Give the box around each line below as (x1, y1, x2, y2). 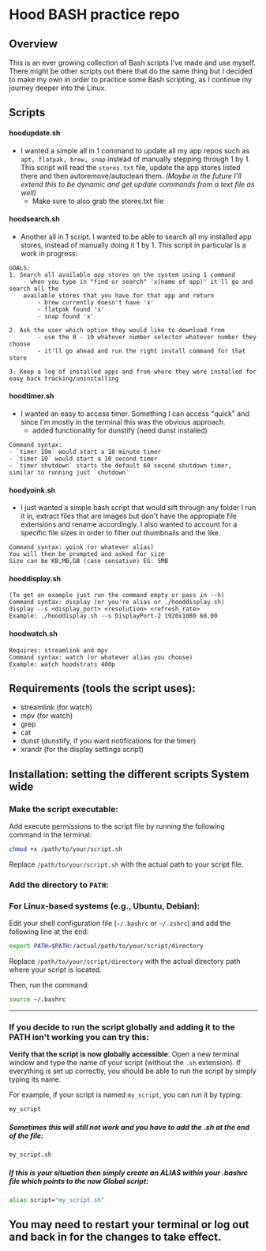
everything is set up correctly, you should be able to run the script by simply (9, 1066, 257, 1076)
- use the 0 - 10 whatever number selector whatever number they (37, 333, 257, 341)
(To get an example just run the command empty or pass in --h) (9, 591, 225, 599)
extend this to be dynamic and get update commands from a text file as (20, 180, 255, 189)
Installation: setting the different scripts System (9, 767, 249, 780)
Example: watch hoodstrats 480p (9, 660, 115, 668)
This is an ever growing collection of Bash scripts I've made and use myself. (9, 58, 256, 67)
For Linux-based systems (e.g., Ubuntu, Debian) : (9, 900, 200, 911)
